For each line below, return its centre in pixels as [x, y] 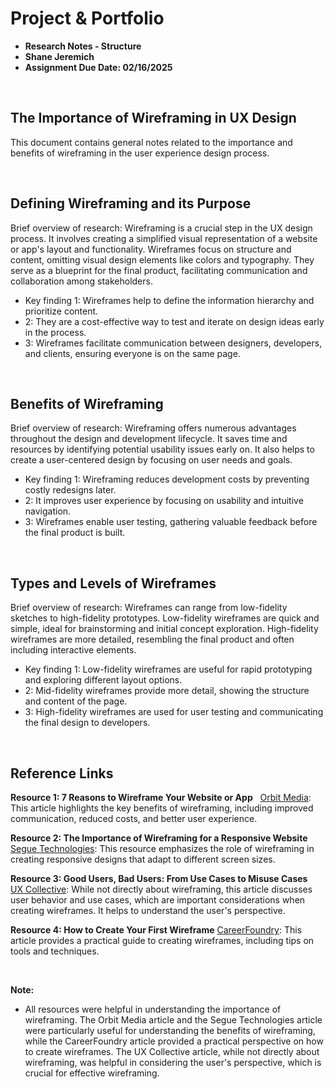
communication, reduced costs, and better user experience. [134, 818]
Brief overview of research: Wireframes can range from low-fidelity [149, 608]
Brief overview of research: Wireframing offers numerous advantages [153, 428]
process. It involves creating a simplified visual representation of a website [164, 238]
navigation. [48, 511]
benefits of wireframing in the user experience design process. [140, 153]
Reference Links [62, 773]
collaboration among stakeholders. [81, 281]
